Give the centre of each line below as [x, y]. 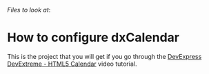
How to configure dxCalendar [93, 38]
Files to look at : [29, 10]
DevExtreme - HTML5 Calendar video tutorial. [72, 64]
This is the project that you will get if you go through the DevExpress [104, 56]
